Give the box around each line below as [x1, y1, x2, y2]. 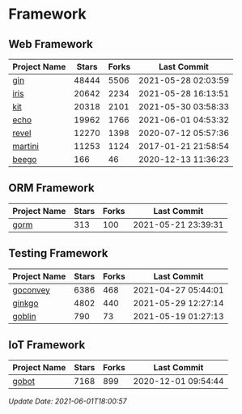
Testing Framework [8, 246, 108, 260]
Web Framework [8, 37, 93, 51]
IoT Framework [8, 338, 86, 352]
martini [12, 141, 39, 152]
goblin [12, 310, 36, 322]
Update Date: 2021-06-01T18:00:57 [8, 396, 127, 406]
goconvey [12, 284, 51, 296]
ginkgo [12, 297, 39, 309]
